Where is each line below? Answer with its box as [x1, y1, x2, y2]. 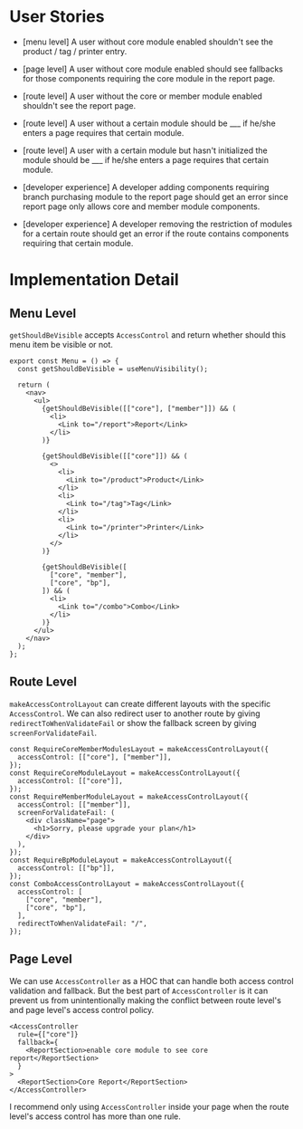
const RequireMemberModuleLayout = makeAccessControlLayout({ [9, 792, 249, 801]
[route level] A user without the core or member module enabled [22, 91, 262, 101]
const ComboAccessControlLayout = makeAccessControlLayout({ [9, 879, 245, 888]
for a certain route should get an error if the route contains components [22, 228, 289, 239]
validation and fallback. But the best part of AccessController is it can [9, 985, 269, 996]
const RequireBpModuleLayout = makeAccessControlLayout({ [9, 856, 232, 865]
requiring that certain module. [22, 237, 134, 248]
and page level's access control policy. [9, 1004, 155, 1015]
